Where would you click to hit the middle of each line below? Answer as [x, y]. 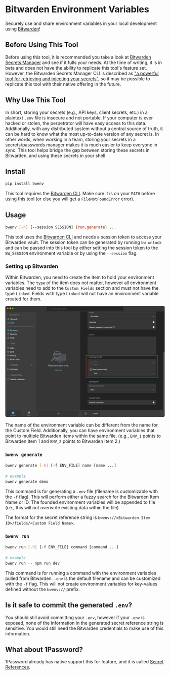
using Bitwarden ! [23, 28]
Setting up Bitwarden [32, 266]
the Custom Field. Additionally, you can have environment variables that [80, 431]
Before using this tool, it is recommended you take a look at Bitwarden [78, 57]
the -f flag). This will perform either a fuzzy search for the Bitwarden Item [82, 497]
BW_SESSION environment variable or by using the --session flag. [72, 253]
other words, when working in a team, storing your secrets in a [70, 139]
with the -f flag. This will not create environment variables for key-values [81, 584]
